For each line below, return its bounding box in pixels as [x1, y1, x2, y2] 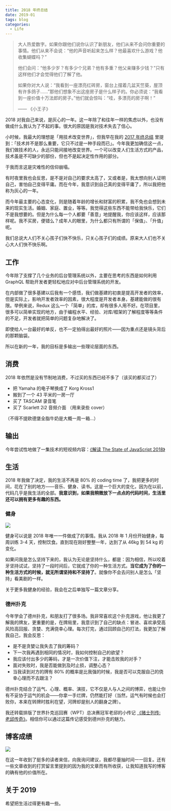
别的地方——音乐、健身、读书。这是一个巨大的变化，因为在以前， [27, 484, 166, 490]
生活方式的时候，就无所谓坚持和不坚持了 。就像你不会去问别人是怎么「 [9, 569, 157, 575]
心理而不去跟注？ [17, 675, 53, 681]
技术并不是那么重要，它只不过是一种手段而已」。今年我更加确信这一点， [16, 140, 166, 146]
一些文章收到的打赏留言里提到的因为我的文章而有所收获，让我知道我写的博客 [5, 763, 166, 769]
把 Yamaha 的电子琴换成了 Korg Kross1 [12, 385, 94, 391]
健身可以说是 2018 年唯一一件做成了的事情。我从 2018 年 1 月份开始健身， [5, 533, 160, 539]
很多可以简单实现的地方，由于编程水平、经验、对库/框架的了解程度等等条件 [5, 309, 163, 315]
